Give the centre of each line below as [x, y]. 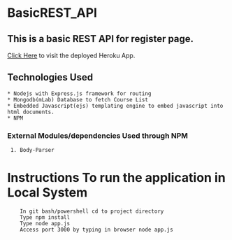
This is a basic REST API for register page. [101, 39]
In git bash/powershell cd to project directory [92, 211]
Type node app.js [45, 224]
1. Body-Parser [32, 150]
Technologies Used [50, 77]
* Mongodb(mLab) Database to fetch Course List [78, 99]
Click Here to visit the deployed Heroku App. [71, 55]
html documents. [31, 112]
